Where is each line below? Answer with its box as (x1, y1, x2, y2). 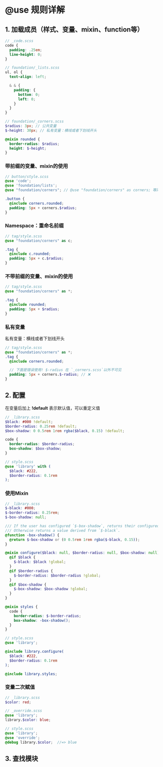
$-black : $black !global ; (14, 559, 66, 564)
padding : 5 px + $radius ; (9, 307, 60, 312)
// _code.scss (5, 38, 34, 43)
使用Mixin (5, 490, 29, 497)
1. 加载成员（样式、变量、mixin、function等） (5, 25, 144, 34)
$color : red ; (5, 699, 32, 705)
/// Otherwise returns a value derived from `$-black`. (5, 528, 120, 533)
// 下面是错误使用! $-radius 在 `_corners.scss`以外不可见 (9, 367, 122, 372)
